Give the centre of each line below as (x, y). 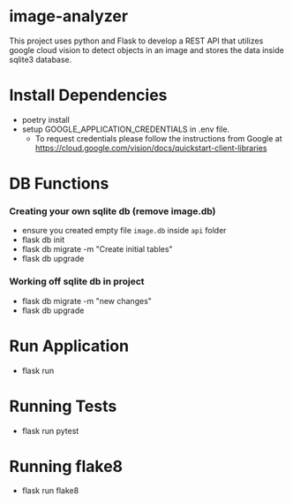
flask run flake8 (50, 491)
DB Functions (59, 184)
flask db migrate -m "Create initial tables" (98, 249)
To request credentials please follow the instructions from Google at (158, 138)
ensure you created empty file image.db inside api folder (124, 231)
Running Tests (63, 406)
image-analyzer (69, 16)
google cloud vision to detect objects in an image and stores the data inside (146, 50)
